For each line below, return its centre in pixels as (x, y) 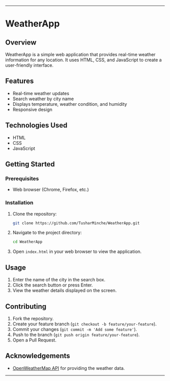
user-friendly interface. (30, 65)
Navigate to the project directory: (47, 233)
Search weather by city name (43, 99)
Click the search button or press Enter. (53, 285)
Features (19, 81)
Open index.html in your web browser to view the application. (77, 251)
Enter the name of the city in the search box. (59, 280)
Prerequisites (22, 179)
